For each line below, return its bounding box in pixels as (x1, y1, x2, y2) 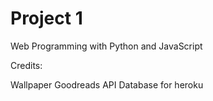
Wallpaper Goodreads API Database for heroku (10, 78, 204, 91)
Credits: (10, 59, 43, 71)
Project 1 (10, 7, 83, 30)
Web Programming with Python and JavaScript (10, 40, 203, 52)
